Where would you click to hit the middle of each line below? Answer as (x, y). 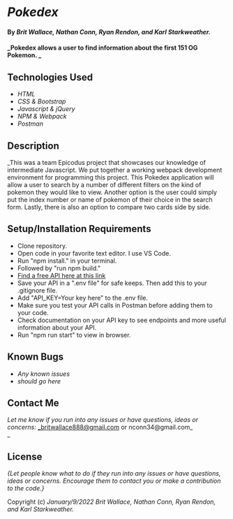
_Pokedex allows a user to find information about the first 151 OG (103, 48)
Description (33, 146)
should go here (39, 381)
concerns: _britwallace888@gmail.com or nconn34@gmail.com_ (100, 427)
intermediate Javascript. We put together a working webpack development (115, 170)
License (25, 456)
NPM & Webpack (42, 117)
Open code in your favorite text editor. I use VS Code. (94, 253)
